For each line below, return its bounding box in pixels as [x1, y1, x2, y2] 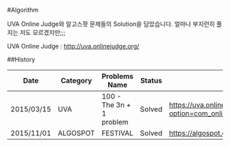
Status [140, 76, 162, 85]
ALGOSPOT [57, 129, 95, 137]
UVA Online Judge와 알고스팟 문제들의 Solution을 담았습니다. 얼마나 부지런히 [7, 20, 216, 28]
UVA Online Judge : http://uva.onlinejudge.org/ [7, 42, 140, 50]
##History [7, 55, 36, 64]
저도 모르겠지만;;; [19, 29, 66, 36]
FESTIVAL [101, 129, 133, 137]
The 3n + [101, 101, 131, 109]
